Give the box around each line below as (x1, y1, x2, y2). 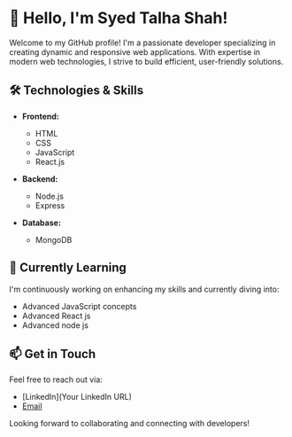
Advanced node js (21, 319, 88, 331)
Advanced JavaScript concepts (21, 300, 137, 311)
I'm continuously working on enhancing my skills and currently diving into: (9, 284, 280, 294)
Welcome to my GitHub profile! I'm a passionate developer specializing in (9, 37, 276, 48)
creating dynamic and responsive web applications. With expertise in (9, 46, 261, 57)
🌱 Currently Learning (9, 261, 127, 276)
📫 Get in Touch (9, 346, 96, 362)
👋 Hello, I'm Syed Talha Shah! (9, 8, 228, 28)
